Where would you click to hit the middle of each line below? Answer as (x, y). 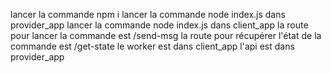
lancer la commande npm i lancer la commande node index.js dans (148, 14)
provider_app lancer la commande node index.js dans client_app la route (159, 25)
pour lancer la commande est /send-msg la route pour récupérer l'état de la (166, 35)
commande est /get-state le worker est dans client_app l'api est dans (152, 46)
